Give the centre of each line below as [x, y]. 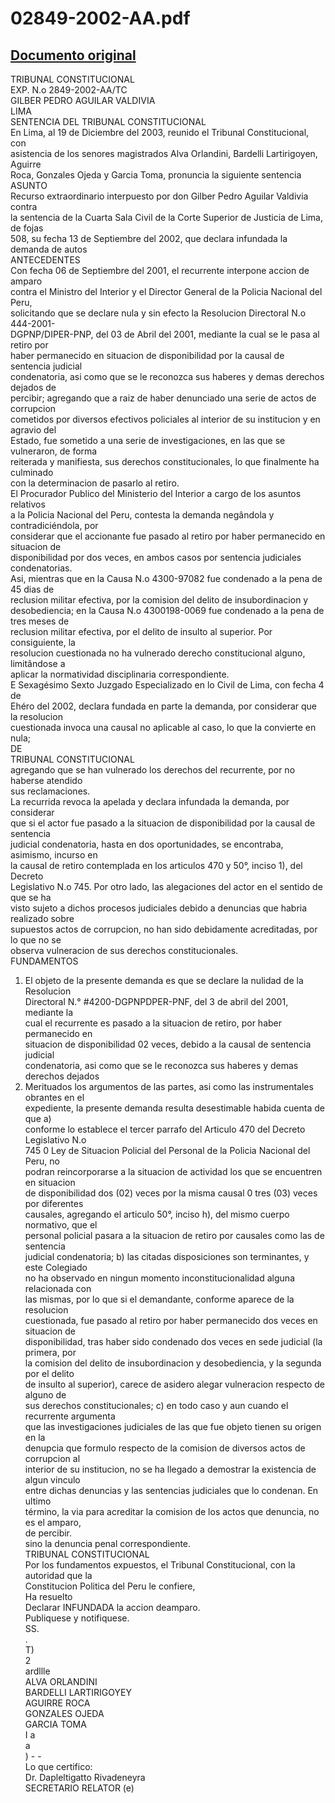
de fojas [27, 228]
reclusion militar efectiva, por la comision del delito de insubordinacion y [159, 600]
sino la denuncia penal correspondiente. [108, 1543]
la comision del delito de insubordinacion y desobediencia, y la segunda [173, 1363]
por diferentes [54, 1203]
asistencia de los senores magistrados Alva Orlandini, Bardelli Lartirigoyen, [164, 153]
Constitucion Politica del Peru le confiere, [110, 1586]
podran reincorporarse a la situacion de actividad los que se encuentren [173, 1171]
